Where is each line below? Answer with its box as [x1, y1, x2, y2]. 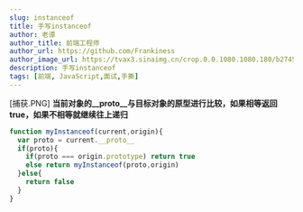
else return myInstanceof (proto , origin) [25, 161, 179, 170]
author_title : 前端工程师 [9, 38, 100, 48]
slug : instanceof [9, 13, 75, 23]
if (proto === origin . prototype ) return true [25, 152, 196, 161]
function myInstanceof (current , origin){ [9, 127, 164, 136]
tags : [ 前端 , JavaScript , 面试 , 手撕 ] [9, 72, 139, 81]
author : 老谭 [9, 30, 56, 39]
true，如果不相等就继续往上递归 [9, 109, 128, 120]
